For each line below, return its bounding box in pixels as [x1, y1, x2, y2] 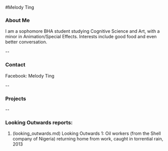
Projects [5, 95, 26, 102]
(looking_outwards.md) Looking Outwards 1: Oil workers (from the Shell [12, 130, 161, 136]
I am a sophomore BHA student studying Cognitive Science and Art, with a [5, 28, 160, 34]
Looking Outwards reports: [5, 119, 73, 126]
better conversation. [5, 39, 47, 45]
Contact [5, 61, 26, 68]
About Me [5, 17, 30, 24]
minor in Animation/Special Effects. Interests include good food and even [5, 34, 157, 40]
